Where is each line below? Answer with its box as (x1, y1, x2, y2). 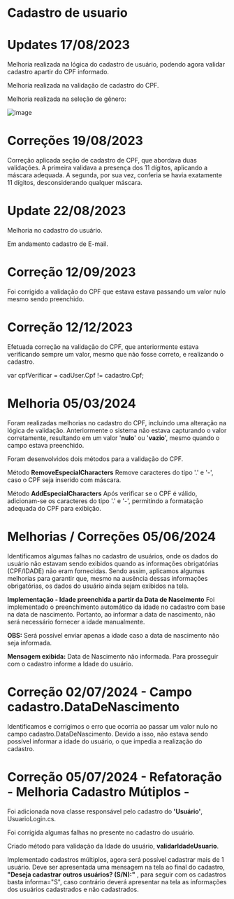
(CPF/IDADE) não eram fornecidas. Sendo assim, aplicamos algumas (7, 566, 205, 575)
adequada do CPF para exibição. (7, 504, 101, 512)
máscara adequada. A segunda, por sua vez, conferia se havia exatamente (7, 171, 222, 179)
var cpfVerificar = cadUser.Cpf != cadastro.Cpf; (7, 371, 145, 379)
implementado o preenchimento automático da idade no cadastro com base (7, 603, 226, 611)
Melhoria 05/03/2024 (7, 396, 136, 411)
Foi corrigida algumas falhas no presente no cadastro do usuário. (7, 828, 195, 837)
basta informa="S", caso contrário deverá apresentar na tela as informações (7, 877, 227, 886)
